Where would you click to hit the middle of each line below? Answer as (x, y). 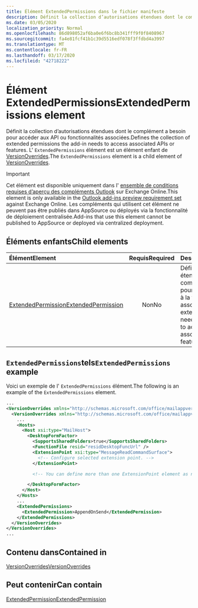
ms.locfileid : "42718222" (38, 61)
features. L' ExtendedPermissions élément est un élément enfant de (87, 150)
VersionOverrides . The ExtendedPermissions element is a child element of (94, 156)
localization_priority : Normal (44, 28)
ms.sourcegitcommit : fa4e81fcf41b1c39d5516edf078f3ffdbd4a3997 (85, 39)
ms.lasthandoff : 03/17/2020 (41, 55)
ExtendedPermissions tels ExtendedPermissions (88, 363)
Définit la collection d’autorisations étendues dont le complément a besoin (96, 131)
